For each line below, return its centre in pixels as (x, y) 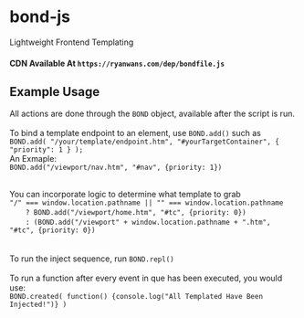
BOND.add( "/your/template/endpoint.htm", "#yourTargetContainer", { (145, 142)
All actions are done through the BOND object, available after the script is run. (152, 114)
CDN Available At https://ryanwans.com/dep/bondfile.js (117, 63)
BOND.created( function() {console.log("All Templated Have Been (136, 297)
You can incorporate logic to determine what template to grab (126, 195)
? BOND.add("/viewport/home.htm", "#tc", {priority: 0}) (136, 213)
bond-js (40, 17)
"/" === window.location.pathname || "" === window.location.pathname (147, 203)
